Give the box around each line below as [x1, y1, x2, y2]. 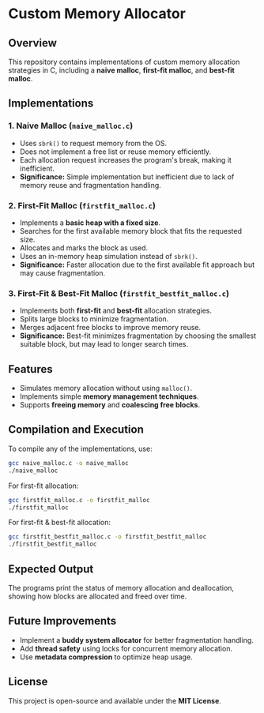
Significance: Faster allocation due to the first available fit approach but [19, 260, 255, 269]
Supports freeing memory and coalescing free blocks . [19, 400, 200, 410]
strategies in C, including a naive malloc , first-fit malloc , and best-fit [8, 66, 235, 75]
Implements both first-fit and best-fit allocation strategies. [19, 306, 212, 316]
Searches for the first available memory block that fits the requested [19, 226, 243, 235]
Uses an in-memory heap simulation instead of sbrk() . [19, 251, 198, 261]
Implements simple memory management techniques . [19, 392, 199, 401]
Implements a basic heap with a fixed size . [19, 218, 160, 227]
